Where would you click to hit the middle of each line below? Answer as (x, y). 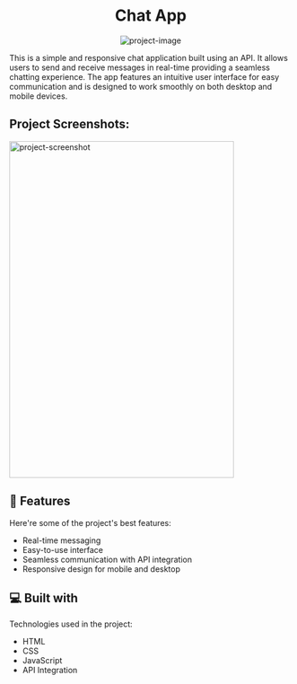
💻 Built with (44, 598)
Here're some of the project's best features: (91, 522)
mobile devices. (39, 96)
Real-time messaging (61, 540)
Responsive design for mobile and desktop (101, 569)
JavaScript (42, 661)
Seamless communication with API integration (107, 559)
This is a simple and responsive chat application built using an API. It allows (149, 57)
